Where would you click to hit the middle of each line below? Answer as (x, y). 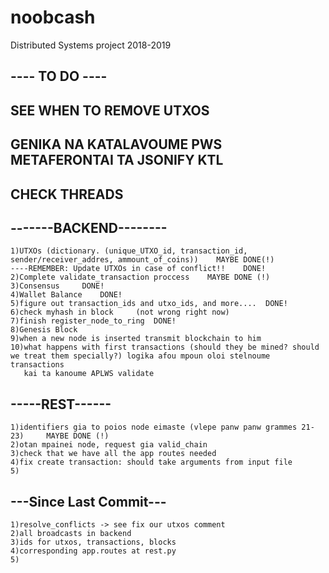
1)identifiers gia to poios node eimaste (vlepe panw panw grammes (154, 427)
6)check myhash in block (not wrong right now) (120, 312)
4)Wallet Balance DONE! (66, 295)
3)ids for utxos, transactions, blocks (93, 542)
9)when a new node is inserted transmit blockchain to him (136, 339)
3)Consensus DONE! (57, 286)
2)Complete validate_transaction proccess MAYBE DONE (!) (140, 277)
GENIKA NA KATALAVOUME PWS (116, 144)
